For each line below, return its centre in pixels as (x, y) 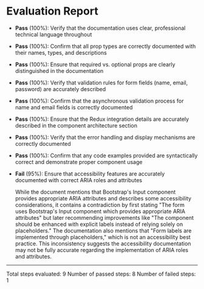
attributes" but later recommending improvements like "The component (104, 217)
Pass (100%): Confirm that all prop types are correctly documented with (105, 46)
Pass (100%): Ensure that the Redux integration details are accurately (102, 119)
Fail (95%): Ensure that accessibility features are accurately (90, 174)
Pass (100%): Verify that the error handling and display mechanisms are (105, 137)
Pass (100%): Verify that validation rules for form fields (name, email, (101, 83)
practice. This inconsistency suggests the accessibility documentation (103, 243)
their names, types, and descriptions (61, 52)
